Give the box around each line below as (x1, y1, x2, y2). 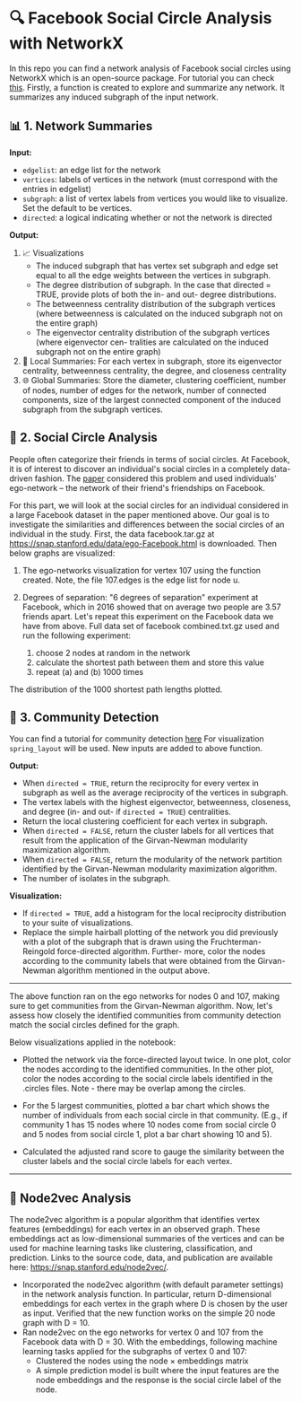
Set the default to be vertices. (21, 202, 133, 213)
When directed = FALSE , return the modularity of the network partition (21, 854, 282, 865)
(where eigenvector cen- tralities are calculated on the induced (35, 337, 269, 347)
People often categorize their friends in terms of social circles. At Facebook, (9, 453, 290, 464)
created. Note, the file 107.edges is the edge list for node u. (21, 574, 240, 585)
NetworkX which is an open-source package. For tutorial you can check (9, 72, 275, 83)
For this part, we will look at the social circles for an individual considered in (9, 500, 289, 511)
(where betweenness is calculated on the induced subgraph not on (35, 308, 284, 319)
